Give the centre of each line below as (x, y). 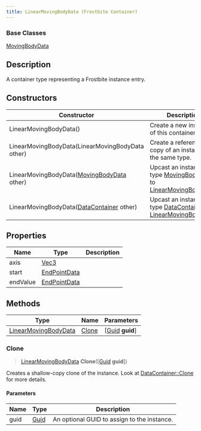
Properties (26, 236)
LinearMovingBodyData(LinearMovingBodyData (77, 146)
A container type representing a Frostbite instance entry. (76, 79)
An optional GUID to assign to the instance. (113, 419)
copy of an (165, 149)
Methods (23, 303)
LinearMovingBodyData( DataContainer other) (73, 206)
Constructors (32, 98)
